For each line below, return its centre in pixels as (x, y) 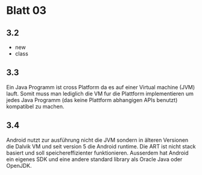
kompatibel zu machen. (35, 106)
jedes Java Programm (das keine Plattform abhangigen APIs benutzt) (92, 100)
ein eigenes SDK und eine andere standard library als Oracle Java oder (94, 159)
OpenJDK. (19, 165)
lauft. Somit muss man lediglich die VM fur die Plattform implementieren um (100, 94)
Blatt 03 (27, 11)
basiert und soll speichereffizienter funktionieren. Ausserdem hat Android (97, 153)
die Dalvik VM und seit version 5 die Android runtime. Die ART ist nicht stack (101, 146)
